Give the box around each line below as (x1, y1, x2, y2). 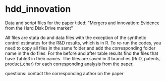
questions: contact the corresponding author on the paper (5, 70, 124, 76)
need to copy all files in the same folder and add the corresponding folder (5, 45, 156, 51)
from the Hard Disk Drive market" (5, 25, 73, 31)
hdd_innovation (5, 3, 71, 15)
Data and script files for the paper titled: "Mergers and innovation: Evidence (5, 20, 160, 26)
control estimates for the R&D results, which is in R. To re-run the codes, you (5, 40, 162, 45)
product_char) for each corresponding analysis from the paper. (5, 61, 134, 67)
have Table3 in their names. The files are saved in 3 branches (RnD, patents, (5, 55, 161, 61)
